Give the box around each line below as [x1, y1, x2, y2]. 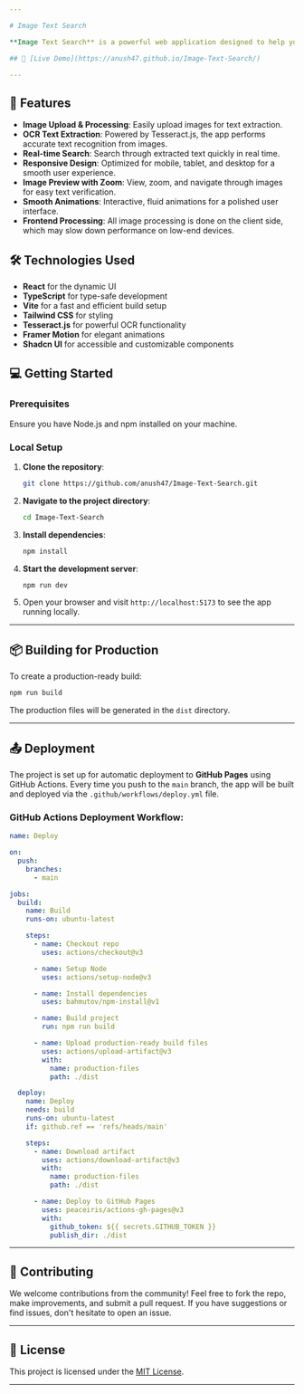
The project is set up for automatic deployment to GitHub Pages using [9, 769, 271, 779]
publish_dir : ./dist [49, 1230, 128, 1240]
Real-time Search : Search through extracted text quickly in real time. [22, 148, 280, 159]
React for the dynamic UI [22, 282, 117, 291]
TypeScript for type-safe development [22, 291, 167, 301]
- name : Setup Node [33, 964, 107, 973]
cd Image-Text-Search [22, 512, 104, 521]
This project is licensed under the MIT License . [9, 1366, 185, 1377]
